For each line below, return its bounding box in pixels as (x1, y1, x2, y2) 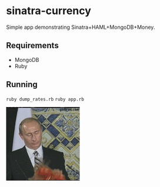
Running (6, 79, 38, 89)
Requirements (6, 41, 59, 51)
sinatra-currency (6, 4, 91, 18)
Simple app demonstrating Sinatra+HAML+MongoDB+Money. (6, 24, 155, 31)
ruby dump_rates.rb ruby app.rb (6, 96, 84, 102)
